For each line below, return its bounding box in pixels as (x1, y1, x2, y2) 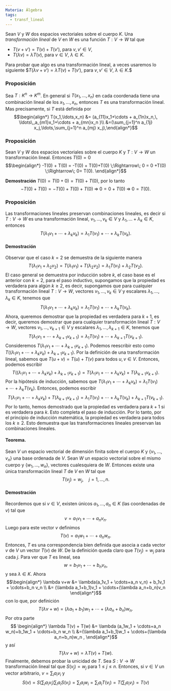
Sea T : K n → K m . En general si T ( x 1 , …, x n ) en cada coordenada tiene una (5, 92, 160, 100)
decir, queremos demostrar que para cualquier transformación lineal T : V (5, 318, 160, 325)
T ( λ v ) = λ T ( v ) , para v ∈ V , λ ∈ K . (12, 52, 85, 58)
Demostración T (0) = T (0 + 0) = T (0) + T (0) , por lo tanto (5, 178, 125, 184)
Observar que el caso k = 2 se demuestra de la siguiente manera (5, 254, 142, 261)
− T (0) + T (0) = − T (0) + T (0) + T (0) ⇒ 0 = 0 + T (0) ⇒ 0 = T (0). (20, 186, 151, 192)
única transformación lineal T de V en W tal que (5, 468, 106, 474)
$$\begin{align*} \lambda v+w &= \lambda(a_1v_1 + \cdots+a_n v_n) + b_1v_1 (6, 579, 165, 585)
